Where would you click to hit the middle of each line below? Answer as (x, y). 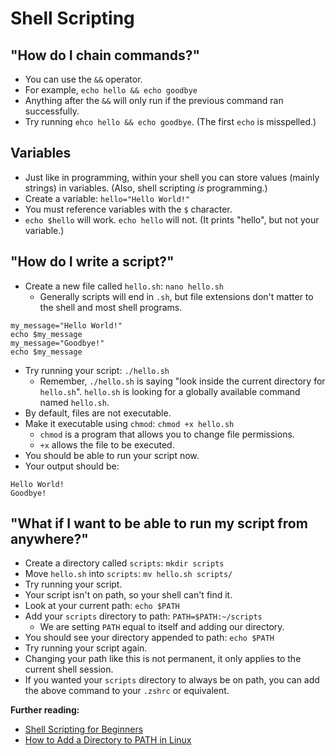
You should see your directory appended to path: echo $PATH (149, 638)
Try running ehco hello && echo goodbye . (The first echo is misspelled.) (170, 121)
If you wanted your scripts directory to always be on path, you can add (172, 680)
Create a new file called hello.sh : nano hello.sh (124, 286)
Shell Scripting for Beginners (84, 729)
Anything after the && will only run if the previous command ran (154, 100)
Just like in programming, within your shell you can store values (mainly (172, 177)
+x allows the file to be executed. (107, 444)
